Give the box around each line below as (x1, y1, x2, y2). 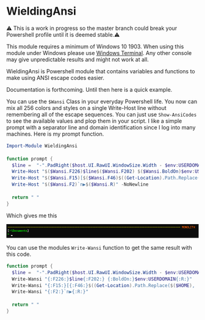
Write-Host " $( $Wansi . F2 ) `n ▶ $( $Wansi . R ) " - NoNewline (12, 181, 149, 187)
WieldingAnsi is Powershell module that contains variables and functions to (6, 67, 195, 75)
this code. (6, 250, 32, 258)
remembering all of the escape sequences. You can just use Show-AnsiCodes (6, 111, 197, 118)
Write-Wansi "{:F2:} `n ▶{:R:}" (12, 289, 88, 295)
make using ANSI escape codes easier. (6, 74, 105, 81)
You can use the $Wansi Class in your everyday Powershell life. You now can (6, 98, 197, 105)
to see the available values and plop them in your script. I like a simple (6, 117, 182, 125)
